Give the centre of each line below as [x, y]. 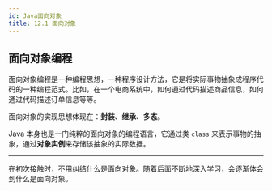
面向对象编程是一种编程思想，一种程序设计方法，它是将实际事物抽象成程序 [132, 79]
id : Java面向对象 [35, 16]
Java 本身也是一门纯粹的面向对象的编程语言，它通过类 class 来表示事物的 [131, 134]
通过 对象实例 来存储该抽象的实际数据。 [86, 144]
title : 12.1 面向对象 [42, 23]
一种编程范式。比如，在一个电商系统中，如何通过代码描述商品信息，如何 [143, 89]
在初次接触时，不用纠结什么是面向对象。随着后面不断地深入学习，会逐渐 [129, 169]
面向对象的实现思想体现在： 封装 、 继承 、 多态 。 [86, 117]
